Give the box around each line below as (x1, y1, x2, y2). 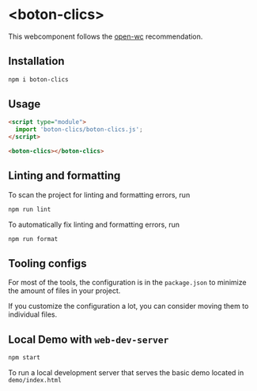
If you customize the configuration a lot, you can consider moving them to (8, 302, 249, 311)
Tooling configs (8, 257, 87, 270)
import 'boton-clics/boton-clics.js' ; (15, 126, 144, 133)
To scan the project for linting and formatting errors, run (8, 190, 191, 199)
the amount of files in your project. (8, 286, 121, 295)
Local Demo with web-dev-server (8, 333, 169, 346)
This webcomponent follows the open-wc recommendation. (8, 32, 203, 41)
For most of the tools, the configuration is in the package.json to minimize (8, 278, 247, 288)
